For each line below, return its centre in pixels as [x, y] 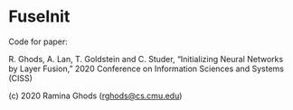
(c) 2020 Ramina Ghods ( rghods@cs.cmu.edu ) [95, 96]
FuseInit [39, 17]
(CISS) [21, 78]
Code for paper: [38, 41]
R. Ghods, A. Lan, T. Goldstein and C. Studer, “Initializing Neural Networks [146, 59]
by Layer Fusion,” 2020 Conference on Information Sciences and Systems [146, 69]
